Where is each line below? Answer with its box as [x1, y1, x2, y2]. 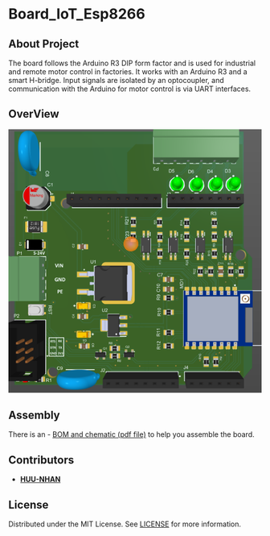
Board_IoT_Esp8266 [8, 5, 146, 23]
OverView [8, 107, 59, 121]
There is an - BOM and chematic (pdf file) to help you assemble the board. [8, 430, 255, 439]
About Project [8, 37, 80, 51]
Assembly [8, 408, 60, 422]
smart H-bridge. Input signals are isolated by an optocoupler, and [8, 76, 225, 85]
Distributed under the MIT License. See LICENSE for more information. [8, 519, 242, 529]
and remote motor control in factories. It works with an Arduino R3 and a [8, 67, 247, 77]
